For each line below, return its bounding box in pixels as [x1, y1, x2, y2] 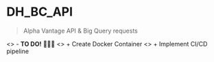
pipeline [6, 47, 29, 55]
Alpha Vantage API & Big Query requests [23, 27, 138, 35]
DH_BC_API [6, 4, 73, 20]
